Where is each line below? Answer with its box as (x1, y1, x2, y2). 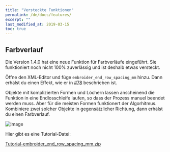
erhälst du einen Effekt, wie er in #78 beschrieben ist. (5, 80, 118, 86)
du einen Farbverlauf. (5, 111, 50, 117)
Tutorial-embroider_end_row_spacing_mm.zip (5, 141, 101, 147)
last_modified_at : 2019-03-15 (5, 21, 70, 27)
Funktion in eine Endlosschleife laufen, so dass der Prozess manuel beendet (5, 95, 165, 101)
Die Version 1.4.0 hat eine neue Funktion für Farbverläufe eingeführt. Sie (5, 59, 157, 65)
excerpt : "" (5, 17, 31, 22)
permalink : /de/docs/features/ (5, 12, 72, 17)
